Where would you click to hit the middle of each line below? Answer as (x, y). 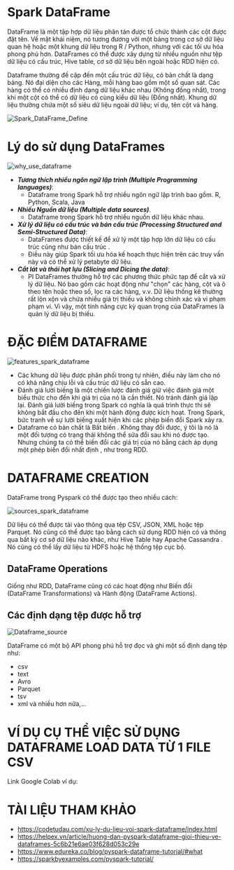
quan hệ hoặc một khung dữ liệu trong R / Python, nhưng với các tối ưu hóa (115, 46)
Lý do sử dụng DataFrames (86, 147)
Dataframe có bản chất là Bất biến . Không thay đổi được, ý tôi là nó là (118, 427)
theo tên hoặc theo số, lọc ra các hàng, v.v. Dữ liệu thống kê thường (125, 291)
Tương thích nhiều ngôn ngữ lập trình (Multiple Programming (107, 179)
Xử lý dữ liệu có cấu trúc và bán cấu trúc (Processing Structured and (119, 224)
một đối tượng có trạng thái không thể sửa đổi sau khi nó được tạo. (113, 435)
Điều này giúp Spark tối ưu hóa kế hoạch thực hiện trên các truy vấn (126, 254)
